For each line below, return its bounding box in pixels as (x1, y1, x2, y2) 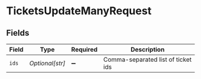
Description (130, 46, 165, 53)
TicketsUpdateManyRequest (6, 4, 152, 18)
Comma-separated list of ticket (103, 55, 192, 64)
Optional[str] (29, 59, 66, 67)
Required (71, 46, 98, 53)
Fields (6, 28, 30, 38)
